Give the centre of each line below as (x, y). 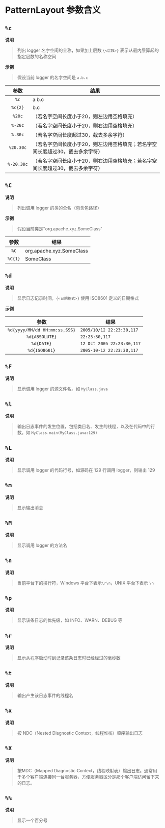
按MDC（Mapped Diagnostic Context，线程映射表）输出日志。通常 (85, 770)
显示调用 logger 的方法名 (42, 545)
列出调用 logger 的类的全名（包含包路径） (59, 208)
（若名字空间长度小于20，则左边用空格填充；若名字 (92, 144)
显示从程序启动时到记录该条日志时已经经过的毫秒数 (69, 658)
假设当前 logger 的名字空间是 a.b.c (53, 77)
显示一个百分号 (32, 820)
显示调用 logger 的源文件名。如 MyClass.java (62, 389)
